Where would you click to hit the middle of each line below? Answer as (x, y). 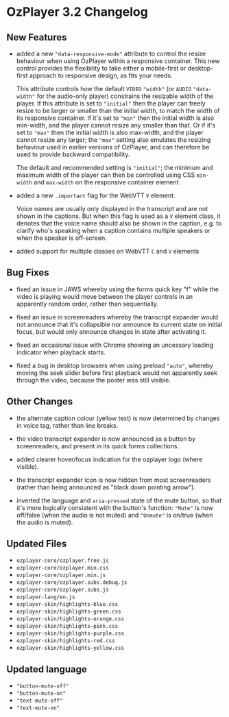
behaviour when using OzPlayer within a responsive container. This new (118, 61)
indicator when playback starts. (61, 352)
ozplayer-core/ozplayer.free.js (62, 561)
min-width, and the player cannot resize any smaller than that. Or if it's (116, 125)
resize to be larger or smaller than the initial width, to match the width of (118, 111)
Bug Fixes (28, 272)
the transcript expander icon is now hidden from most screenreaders (113, 480)
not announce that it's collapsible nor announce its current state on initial (119, 324)
